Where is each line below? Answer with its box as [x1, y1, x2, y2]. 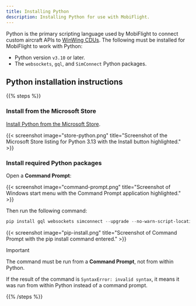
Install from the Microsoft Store [6, 107, 96, 115]
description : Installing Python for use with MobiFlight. [6, 14, 150, 20]
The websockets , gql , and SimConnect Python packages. [14, 60, 147, 67]
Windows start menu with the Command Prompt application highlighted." [6, 190, 181, 197]
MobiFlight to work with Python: [6, 42, 83, 50]
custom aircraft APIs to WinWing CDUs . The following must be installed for [6, 36, 185, 43]
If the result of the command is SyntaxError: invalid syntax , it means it [6, 276, 180, 283]
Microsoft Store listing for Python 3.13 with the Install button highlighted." [6, 138, 181, 145]
